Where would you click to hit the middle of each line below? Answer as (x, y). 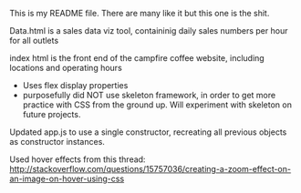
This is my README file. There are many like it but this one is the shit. (140, 13)
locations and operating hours (66, 68)
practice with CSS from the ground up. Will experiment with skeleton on (157, 105)
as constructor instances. (57, 142)
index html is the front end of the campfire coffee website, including (137, 58)
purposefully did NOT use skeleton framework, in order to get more (149, 95)
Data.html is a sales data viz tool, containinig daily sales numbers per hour (149, 30)
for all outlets (34, 41)
